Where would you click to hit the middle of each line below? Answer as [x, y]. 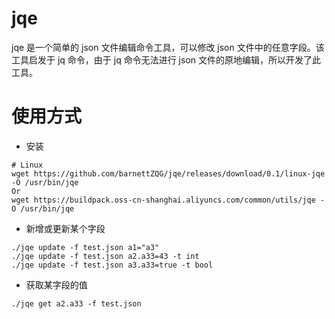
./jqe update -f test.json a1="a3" [85, 247]
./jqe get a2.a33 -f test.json [76, 303]
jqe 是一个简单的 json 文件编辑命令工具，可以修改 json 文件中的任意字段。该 [168, 47]
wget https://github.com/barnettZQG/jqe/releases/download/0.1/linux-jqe [168, 173]
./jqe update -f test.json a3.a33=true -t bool [112, 265]
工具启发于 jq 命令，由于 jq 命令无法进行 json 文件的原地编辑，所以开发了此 [166, 59]
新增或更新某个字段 [65, 228]
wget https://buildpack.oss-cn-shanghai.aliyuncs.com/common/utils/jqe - [168, 200]
